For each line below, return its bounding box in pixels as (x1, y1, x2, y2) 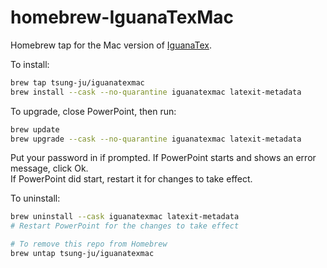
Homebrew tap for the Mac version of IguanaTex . (10, 39, 213, 51)
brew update (10, 124, 60, 135)
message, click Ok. (10, 162, 89, 175)
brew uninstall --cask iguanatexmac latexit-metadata (10, 212, 240, 222)
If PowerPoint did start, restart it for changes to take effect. (10, 173, 253, 185)
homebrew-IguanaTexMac (10, 6, 235, 29)
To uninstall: (10, 192, 61, 205)
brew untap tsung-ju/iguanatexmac (10, 249, 155, 259)
